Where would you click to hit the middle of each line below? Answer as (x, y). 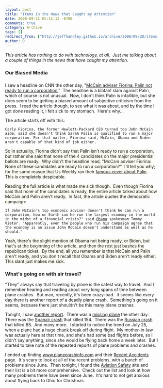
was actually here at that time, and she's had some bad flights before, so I (79, 335)
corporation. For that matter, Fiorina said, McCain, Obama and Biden (78, 138)
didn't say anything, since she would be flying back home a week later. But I (81, 340)
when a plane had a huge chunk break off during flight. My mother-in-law (79, 330)
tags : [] (14, 32)
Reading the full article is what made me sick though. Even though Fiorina (79, 186)
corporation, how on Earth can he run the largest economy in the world (80, 215)
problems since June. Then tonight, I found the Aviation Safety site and (76, 365)
